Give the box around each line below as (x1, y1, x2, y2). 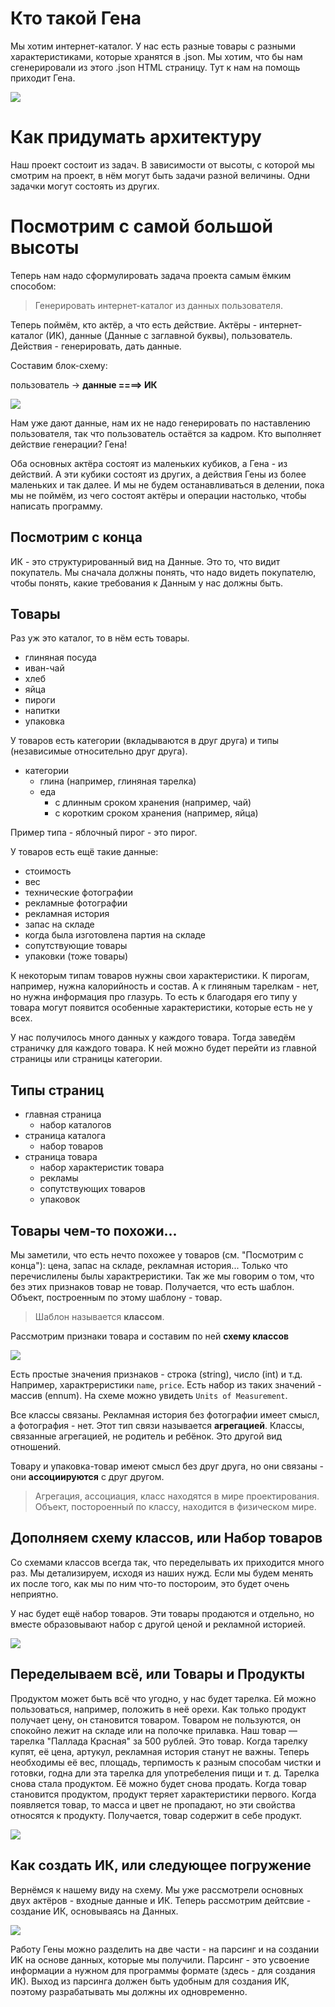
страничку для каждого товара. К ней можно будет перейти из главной (10, 1042, 317, 1054)
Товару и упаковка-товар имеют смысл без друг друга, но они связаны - (10, 1460, 324, 1472)
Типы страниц (10, 1082, 105, 1099)
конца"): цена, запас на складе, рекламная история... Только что (10, 1260, 288, 1272)
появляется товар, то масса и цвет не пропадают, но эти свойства (10, 1798, 296, 1811)
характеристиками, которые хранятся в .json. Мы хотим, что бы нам (10, 50, 303, 62)
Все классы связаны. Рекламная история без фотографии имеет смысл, (10, 1409, 320, 1421)
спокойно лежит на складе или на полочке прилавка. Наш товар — (10, 1724, 298, 1736)
